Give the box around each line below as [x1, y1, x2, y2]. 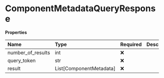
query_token [7, 57, 36, 64]
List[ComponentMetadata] [55, 65, 116, 72]
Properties [5, 29, 27, 35]
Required [120, 41, 142, 48]
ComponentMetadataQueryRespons [5, 3, 156, 14]
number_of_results [7, 49, 50, 56]
